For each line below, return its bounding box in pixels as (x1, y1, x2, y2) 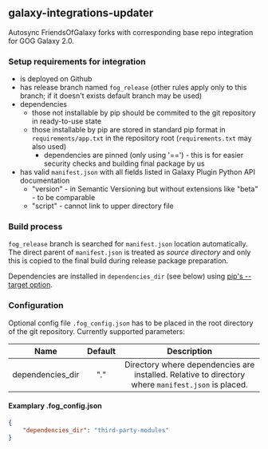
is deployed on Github (19, 74, 93, 84)
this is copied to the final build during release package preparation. (8, 256, 229, 266)
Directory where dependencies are (124, 359, 255, 370)
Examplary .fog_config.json (8, 401, 102, 411)
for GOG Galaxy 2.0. (8, 36, 74, 45)
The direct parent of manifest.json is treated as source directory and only (8, 247, 251, 258)
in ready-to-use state (31, 116, 102, 126)
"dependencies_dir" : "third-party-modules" (22, 426, 170, 434)
